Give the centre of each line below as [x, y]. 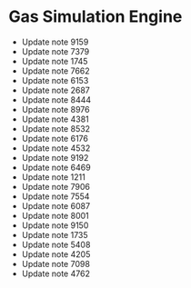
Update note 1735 [55, 234]
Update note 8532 [56, 128]
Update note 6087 [56, 205]
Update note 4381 [55, 119]
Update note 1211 [53, 177]
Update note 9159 [55, 42]
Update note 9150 [55, 225]
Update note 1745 [55, 61]
